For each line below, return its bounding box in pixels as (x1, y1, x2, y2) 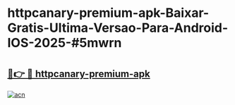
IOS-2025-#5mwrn (7, 35, 122, 51)
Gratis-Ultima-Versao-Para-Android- (7, 20, 229, 36)
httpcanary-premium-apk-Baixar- (7, 5, 210, 21)
